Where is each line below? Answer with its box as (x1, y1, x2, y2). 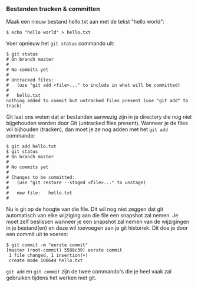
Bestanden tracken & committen (6, 5, 100, 13)
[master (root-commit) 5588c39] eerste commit (6, 247, 123, 253)
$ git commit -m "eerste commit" (6, 242, 88, 248)
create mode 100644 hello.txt (8, 257, 83, 264)
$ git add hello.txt (6, 143, 57, 149)
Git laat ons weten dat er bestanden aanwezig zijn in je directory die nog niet (6, 113, 192, 120)
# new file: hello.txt (6, 190, 72, 196)
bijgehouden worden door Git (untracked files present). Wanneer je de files (6, 120, 189, 127)
